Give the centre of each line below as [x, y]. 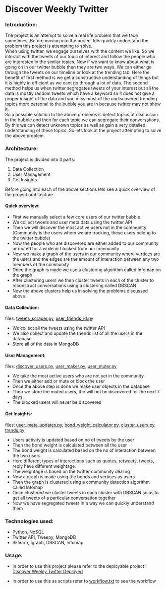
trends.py [15, 430]
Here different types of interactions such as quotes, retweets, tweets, [83, 461]
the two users [26, 455]
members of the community [41, 264]
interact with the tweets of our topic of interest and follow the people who [80, 57]
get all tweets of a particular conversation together [64, 498]
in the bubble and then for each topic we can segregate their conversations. [83, 120]
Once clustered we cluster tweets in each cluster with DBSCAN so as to [85, 492]
